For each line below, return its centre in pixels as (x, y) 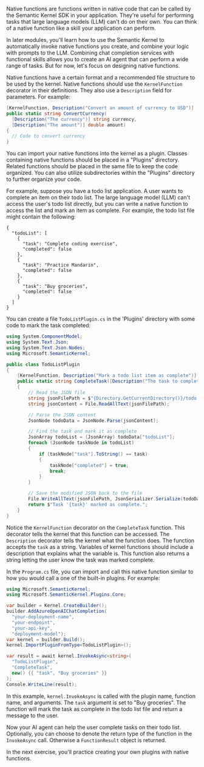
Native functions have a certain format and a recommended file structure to (101, 77)
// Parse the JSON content (62, 415)
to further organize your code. (44, 179)
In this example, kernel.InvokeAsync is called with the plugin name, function (101, 696)
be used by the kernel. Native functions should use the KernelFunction (94, 84)
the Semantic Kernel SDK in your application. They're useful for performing (100, 15)
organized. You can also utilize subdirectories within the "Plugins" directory (101, 173)
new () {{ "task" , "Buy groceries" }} (59, 673)
